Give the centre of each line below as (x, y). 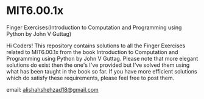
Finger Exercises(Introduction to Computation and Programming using (94, 27)
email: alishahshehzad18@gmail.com (52, 89)
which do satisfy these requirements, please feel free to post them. (90, 78)
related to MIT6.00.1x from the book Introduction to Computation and (92, 52)
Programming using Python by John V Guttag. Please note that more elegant (102, 58)
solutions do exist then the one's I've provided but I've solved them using (98, 65)
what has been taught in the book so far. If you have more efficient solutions (102, 71)
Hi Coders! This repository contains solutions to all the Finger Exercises (96, 46)
